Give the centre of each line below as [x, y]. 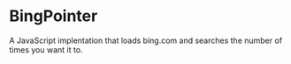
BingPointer [54, 16]
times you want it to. [46, 49]
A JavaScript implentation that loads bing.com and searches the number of [146, 40]
